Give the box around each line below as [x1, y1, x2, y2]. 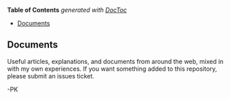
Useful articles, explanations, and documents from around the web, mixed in [7, 57, 224, 65]
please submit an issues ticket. [7, 71, 95, 80]
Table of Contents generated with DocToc [7, 6, 127, 14]
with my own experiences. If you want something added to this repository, [7, 65, 218, 73]
